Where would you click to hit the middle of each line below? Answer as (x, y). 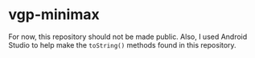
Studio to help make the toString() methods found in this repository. (122, 44)
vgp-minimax (54, 15)
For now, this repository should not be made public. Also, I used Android (128, 37)
